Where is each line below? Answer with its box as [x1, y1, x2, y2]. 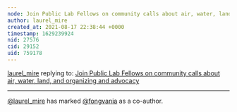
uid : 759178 [7, 50, 42, 57]
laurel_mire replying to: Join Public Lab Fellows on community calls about [7, 68, 221, 77]
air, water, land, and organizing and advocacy [7, 76, 140, 85]
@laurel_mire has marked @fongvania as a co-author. [7, 97, 164, 105]
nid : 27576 [7, 37, 39, 44]
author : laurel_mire [7, 17, 68, 24]
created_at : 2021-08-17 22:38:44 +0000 [7, 23, 125, 30]
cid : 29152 [7, 43, 39, 50]
